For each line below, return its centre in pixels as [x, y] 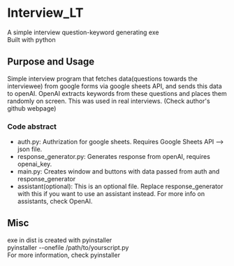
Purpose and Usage [51, 62]
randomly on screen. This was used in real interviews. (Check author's [109, 101]
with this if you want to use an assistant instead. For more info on [111, 194]
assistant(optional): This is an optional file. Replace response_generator [120, 186]
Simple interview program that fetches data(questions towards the [102, 78]
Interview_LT [45, 13]
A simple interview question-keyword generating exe [83, 32]
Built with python [31, 39]
